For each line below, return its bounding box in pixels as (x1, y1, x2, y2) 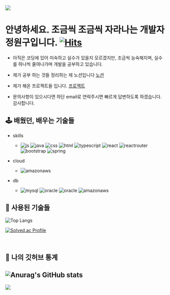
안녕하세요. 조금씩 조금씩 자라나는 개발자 (5, 24, 165, 36)
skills (12, 132, 24, 138)
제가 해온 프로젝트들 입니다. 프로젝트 (12, 83, 85, 89)
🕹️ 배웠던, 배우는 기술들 (5, 116, 75, 125)
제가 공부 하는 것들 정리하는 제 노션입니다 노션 (12, 71, 104, 78)
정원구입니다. (5, 37, 58, 48)
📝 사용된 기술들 (5, 204, 50, 212)
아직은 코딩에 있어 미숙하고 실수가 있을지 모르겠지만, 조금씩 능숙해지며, (12, 55, 153, 61)
